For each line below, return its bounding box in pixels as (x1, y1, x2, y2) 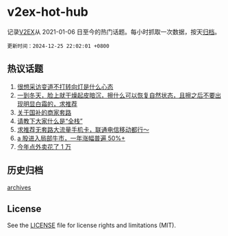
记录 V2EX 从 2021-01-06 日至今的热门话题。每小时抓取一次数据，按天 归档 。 (7, 27, 221, 36)
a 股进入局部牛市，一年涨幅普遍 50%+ (16, 134, 125, 142)
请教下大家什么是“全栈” (16, 117, 84, 125)
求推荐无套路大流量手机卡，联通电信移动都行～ (16, 125, 149, 134)
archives (7, 183, 31, 191)
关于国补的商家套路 (16, 108, 72, 117)
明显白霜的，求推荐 (23, 99, 77, 108)
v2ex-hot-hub (7, 4, 89, 20)
